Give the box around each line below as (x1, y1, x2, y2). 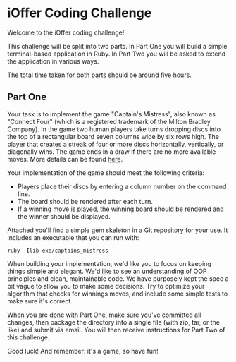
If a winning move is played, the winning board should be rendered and (17, 205, 224, 213)
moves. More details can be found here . (7, 155, 123, 163)
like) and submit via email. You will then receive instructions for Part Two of (7, 325, 225, 334)
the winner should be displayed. (17, 212, 111, 220)
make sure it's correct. (7, 296, 73, 305)
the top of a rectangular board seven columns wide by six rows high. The (7, 132, 220, 140)
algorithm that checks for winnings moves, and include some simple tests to (7, 289, 228, 298)
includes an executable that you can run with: (7, 233, 139, 241)
